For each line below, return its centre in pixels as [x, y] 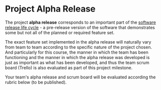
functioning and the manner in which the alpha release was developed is [77, 57]
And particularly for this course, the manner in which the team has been [77, 52]
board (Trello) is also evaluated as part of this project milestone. [69, 67]
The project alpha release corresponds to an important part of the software [80, 22]
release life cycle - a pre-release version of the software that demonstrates [80, 27]
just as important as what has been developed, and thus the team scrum [77, 62]
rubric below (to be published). [36, 82]
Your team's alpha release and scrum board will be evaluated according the [80, 77]
